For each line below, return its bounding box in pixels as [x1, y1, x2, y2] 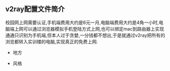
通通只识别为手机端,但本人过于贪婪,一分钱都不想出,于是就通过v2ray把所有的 [5, 32, 165, 38]
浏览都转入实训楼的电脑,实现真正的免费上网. [5, 38, 99, 44]
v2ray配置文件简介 [5, 5, 65, 14]
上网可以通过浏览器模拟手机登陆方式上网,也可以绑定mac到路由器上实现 [14, 26, 164, 32]
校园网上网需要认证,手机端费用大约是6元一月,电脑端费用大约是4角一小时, [5, 19, 159, 26]
